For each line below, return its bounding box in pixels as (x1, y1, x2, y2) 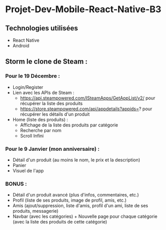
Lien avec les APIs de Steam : (12, 89, 74, 95)
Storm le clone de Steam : (5, 57, 88, 66)
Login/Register (12, 84, 44, 90)
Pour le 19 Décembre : (5, 73, 60, 80)
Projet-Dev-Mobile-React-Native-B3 (5, 4, 161, 15)
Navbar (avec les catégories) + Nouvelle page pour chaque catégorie (12, 213, 158, 219)
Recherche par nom (20, 127, 62, 133)
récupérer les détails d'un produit (20, 111, 90, 117)
